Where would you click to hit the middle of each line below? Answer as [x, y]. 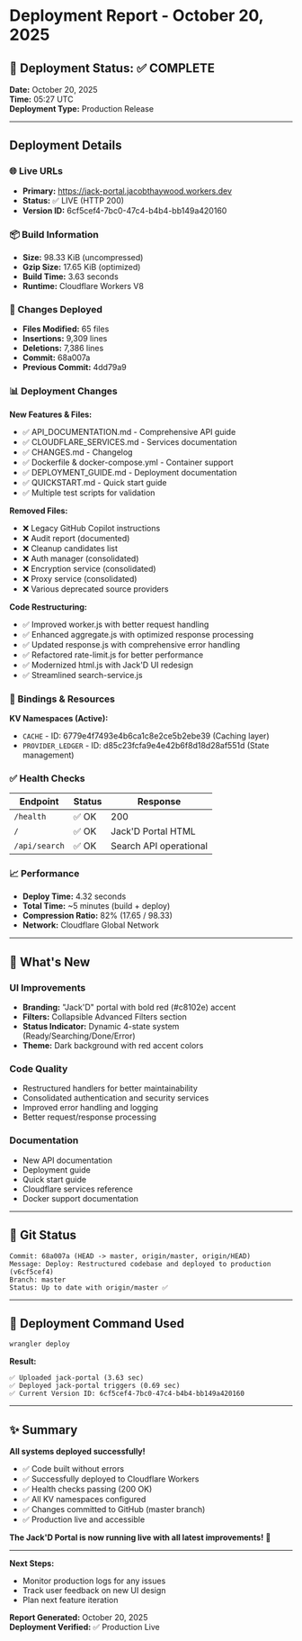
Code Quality [39, 1069]
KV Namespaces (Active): [59, 718]
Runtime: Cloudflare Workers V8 [83, 286]
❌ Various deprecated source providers [95, 589]
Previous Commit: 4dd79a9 [75, 367]
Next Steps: [32, 1564]
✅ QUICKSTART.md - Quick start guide [95, 482]
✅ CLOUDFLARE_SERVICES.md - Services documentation [130, 441]
